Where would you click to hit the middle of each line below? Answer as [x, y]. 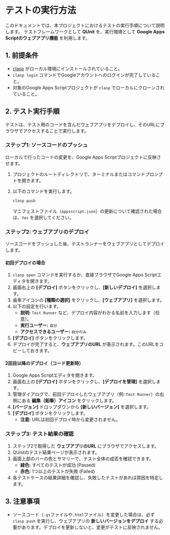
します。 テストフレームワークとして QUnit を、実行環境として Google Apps [85, 31]
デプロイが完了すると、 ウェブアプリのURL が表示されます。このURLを [86, 344]
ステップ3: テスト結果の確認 [40, 434]
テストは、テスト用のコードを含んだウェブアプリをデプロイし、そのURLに [83, 124]
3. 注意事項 [23, 501]
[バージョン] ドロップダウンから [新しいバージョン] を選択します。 [82, 407]
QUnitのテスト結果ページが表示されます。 [56, 452]
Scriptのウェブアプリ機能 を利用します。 [48, 38]
